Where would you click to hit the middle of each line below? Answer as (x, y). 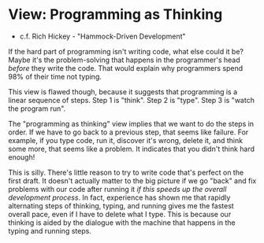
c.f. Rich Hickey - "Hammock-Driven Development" (103, 36)
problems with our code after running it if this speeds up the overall (117, 189)
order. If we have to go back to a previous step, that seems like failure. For (128, 132)
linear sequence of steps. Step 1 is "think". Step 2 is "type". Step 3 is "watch (131, 100)
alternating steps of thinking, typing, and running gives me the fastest (121, 205)
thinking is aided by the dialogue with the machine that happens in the (122, 223)
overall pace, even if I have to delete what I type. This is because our (120, 214)
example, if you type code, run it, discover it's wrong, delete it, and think (125, 140)
